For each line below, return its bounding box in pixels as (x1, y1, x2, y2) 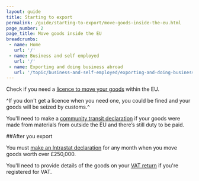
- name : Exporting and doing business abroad (8, 63, 123, 70)
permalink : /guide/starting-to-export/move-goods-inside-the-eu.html (6, 20, 182, 26)
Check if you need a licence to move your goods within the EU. (6, 85, 160, 93)
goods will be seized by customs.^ (6, 103, 90, 110)
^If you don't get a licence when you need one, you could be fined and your (6, 97, 191, 104)
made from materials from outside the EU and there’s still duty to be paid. (6, 121, 185, 128)
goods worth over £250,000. (6, 151, 76, 158)
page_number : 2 (6, 25, 44, 31)
